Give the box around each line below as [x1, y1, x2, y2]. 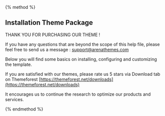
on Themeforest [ [5, 76, 41, 82]
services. [5, 96, 24, 102]
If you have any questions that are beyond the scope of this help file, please [5, 41, 160, 47]
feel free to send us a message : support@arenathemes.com [5, 47, 129, 53]
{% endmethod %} [5, 106, 44, 112]
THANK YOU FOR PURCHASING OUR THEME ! [5, 32, 101, 38]
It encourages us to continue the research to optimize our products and [5, 91, 151, 97]
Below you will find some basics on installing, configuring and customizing [5, 56, 157, 62]
